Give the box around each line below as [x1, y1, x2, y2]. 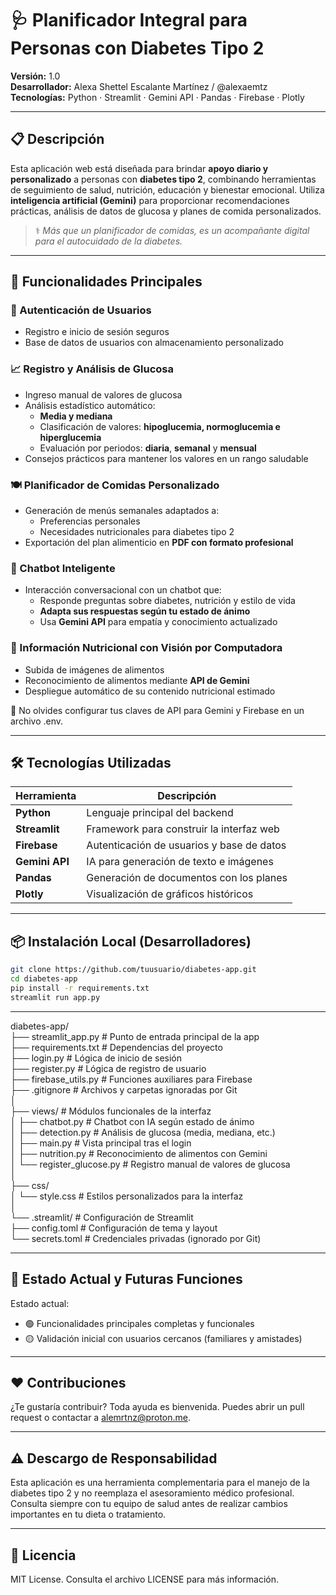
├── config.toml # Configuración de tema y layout [10, 1222, 218, 1234]
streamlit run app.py [10, 992, 101, 1002]
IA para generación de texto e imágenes [86, 855, 274, 869]
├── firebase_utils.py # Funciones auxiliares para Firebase [10, 1073, 253, 1085]
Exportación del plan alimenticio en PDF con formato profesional [24, 537, 294, 549]
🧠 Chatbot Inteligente [10, 561, 116, 575]
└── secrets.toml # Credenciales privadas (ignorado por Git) [10, 1232, 262, 1244]
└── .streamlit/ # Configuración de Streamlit [10, 1211, 194, 1223]
